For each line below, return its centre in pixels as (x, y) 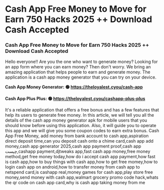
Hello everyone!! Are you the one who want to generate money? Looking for (82, 62)
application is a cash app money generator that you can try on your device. (81, 77)
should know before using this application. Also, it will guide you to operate (81, 126)
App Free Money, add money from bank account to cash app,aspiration (77, 136)
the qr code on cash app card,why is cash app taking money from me (75, 183)
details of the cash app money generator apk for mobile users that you (76, 120)
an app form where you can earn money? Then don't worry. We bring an (78, 67)
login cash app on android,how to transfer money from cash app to (73, 167)
